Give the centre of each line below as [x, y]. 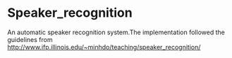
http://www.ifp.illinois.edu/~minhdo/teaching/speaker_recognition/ [104, 47]
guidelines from [30, 39]
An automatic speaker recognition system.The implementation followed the [116, 32]
